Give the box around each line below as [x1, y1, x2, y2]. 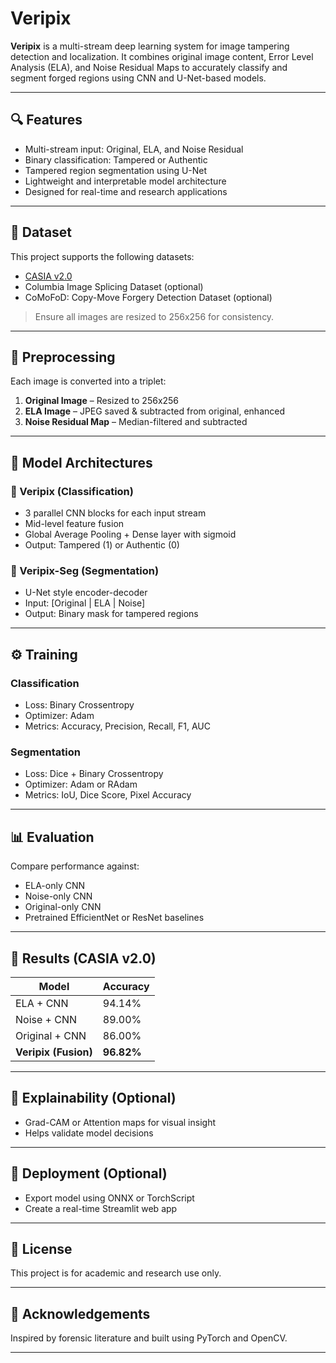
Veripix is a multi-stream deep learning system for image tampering [10, 40, 290, 52]
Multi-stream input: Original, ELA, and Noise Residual [24, 143, 244, 155]
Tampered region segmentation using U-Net [24, 164, 208, 176]
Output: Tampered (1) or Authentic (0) [24, 539, 180, 551]
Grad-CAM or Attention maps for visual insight [24, 1116, 217, 1128]
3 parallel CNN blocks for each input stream [24, 507, 207, 519]
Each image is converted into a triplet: [10, 375, 167, 387]
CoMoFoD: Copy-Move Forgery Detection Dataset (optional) [24, 291, 273, 303]
